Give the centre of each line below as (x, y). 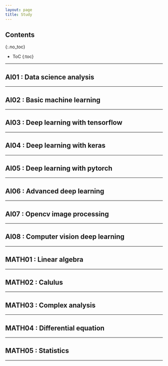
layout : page (19, 10)
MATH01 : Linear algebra (44, 259)
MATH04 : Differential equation (55, 328)
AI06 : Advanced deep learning (55, 191)
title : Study (19, 15)
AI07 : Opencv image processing (57, 214)
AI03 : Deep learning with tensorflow (64, 123)
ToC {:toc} (23, 57)
